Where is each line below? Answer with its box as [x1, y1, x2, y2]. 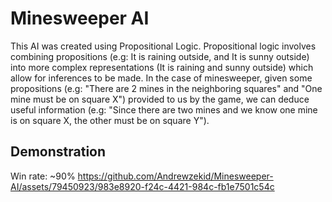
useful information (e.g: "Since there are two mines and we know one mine [10, 103, 318, 116]
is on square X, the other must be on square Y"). [10, 114, 210, 126]
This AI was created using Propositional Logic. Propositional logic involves [10, 40, 317, 52]
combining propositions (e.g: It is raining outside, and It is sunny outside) [10, 50, 310, 62]
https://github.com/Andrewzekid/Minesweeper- [77, 170, 274, 182]
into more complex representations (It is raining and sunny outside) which [10, 61, 314, 73]
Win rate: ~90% [10, 170, 76, 182]
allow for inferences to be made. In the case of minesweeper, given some [10, 72, 313, 84]
